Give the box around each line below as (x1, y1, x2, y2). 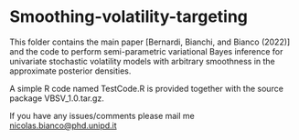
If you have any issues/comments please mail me (9, 110, 195, 121)
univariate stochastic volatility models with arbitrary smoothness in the (9, 55, 276, 66)
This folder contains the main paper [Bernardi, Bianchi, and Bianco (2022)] (9, 36, 291, 47)
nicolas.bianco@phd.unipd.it (9, 120, 117, 131)
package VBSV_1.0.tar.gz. (9, 93, 105, 104)
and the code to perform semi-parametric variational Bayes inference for (9, 45, 283, 56)
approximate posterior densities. (9, 65, 132, 76)
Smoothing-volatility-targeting (9, 6, 249, 27)
